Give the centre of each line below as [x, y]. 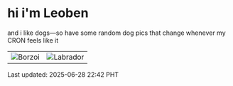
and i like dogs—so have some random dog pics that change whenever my [116, 33]
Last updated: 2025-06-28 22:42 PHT [63, 74]
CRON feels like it [33, 40]
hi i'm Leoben [48, 13]
